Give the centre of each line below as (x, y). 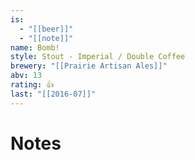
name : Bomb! (35, 47)
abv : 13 (26, 76)
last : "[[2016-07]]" (53, 94)
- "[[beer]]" (46, 29)
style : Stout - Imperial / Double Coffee (98, 57)
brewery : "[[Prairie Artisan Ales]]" (89, 66)
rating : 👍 (32, 85)
